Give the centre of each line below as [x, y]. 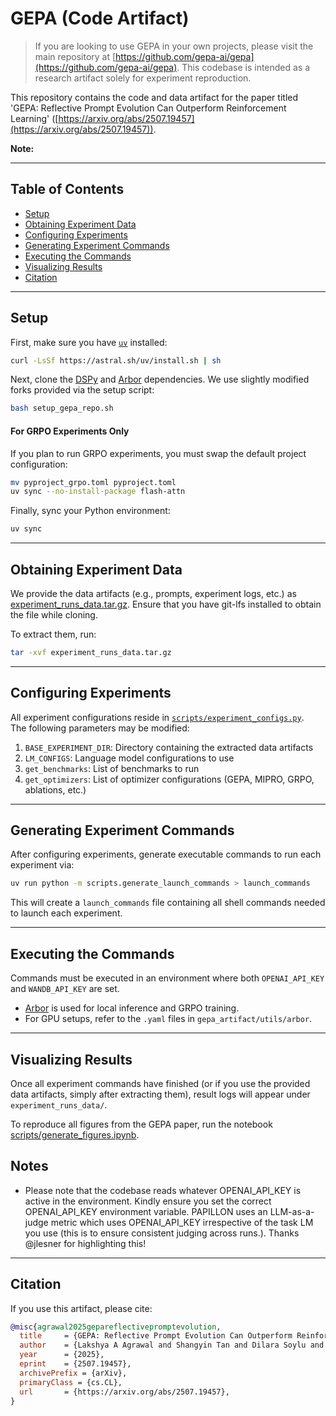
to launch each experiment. [66, 913]
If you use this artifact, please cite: [81, 1308]
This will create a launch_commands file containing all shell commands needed [168, 903]
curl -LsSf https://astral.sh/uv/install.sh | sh [116, 360]
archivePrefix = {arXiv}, [73, 1373]
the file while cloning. [54, 614]
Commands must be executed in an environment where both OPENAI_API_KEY [167, 978]
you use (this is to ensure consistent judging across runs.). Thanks [162, 1233]
